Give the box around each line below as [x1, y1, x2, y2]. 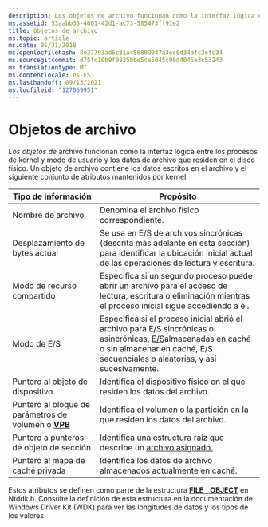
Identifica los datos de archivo [99, 455, 213, 466]
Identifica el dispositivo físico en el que [99, 376, 246, 387]
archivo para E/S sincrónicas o [99, 323, 214, 335]
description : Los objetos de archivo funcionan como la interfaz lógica [8, 11, 255, 20]
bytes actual [12, 248, 58, 259]
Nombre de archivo [12, 209, 85, 220]
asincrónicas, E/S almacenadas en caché [99, 333, 251, 344]
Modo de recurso [12, 280, 77, 291]
